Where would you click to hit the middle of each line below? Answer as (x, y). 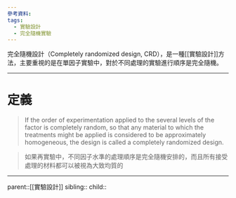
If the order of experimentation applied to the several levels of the (119, 120)
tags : (15, 20)
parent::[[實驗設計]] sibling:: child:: (57, 187)
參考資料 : (19, 14)
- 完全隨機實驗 (33, 33)
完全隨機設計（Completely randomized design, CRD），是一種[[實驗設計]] (113, 54)
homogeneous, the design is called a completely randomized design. (124, 142)
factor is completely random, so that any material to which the (114, 127)
